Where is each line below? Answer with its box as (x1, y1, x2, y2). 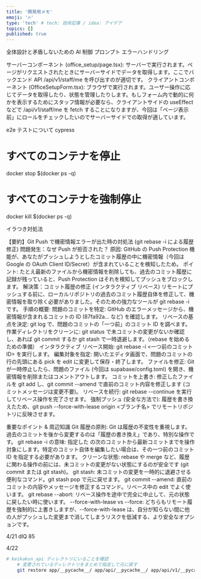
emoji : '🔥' (6, 14, 34, 20)
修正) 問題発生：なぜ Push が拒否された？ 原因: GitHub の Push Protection (6, 245, 188, 253)
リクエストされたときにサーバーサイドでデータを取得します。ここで (22, 68, 189, 76)
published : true (6, 31, 47, 37)
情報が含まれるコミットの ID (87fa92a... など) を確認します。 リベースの (11, 313, 188, 320)
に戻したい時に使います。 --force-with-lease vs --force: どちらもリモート (6, 499, 187, 505)
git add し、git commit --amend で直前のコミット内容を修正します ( (17, 380, 185, 388)
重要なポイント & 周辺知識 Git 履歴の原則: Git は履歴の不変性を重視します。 (6, 424, 191, 430)
